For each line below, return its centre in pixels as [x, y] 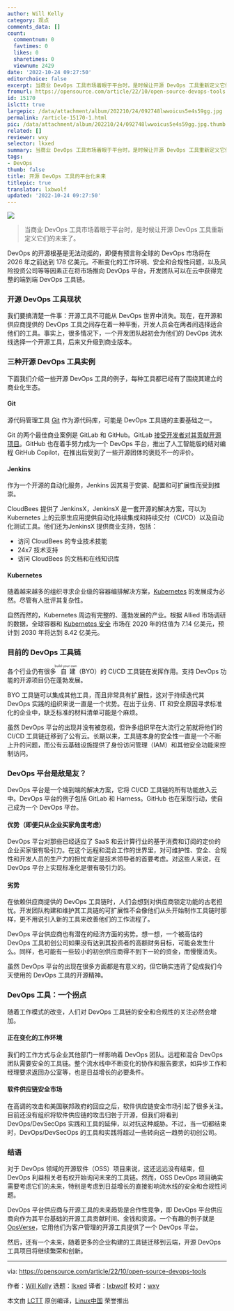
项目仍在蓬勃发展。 [59, 680]
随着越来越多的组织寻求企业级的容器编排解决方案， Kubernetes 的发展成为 [113, 592]
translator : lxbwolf [37, 189]
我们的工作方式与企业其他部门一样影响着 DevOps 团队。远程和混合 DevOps [115, 1054]
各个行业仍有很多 [32, 671]
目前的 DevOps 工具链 [44, 652]
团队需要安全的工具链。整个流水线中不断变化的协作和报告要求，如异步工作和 [117, 1063]
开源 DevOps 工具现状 [44, 299]
